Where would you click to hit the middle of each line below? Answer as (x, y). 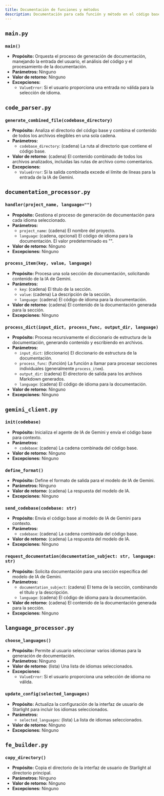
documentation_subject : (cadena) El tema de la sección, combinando (88, 587)
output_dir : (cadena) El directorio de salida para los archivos (81, 374)
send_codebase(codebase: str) (41, 508)
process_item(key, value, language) (49, 263)
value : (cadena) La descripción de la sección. (65, 294)
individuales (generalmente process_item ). (62, 369)
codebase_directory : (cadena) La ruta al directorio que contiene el (86, 146)
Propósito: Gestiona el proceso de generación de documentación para (83, 215)
